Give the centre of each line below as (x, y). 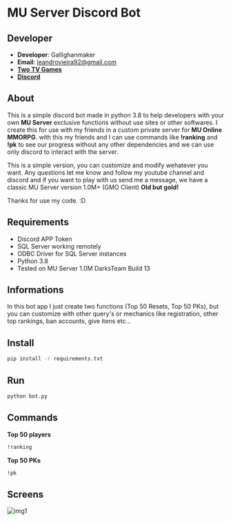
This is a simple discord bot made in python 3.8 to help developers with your (115, 115)
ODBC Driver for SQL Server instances (72, 253)
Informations (36, 290)
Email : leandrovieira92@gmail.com (67, 62)
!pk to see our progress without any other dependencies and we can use (111, 144)
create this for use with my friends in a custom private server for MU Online (115, 130)
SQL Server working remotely (59, 246)
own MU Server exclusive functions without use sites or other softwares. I (112, 122)
